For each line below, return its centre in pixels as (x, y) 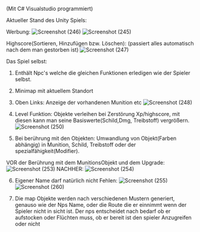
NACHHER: (70, 169)
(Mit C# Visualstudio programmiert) (50, 9)
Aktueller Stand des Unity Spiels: (47, 20)
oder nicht (27, 224)
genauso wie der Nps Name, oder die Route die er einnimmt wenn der (101, 205)
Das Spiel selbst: (27, 61)
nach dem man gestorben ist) (42, 50)
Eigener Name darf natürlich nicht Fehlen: (66, 181)
